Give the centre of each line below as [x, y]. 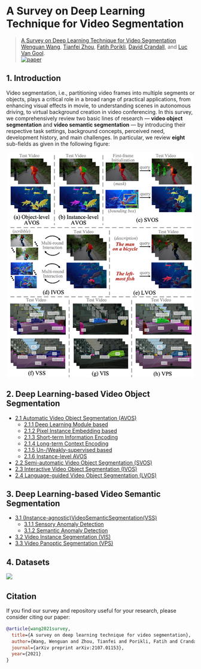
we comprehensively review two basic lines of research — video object [95, 118]
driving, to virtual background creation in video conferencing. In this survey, [100, 111]
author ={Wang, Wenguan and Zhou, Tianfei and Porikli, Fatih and [95, 641]
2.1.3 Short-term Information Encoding [71, 437]
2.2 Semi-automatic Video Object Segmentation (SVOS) [83, 462]
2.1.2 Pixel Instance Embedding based [71, 430]
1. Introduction [33, 78]
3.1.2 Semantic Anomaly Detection [66, 531]
